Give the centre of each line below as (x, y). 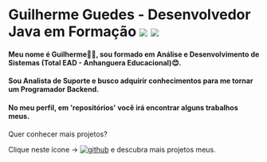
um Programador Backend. (54, 89)
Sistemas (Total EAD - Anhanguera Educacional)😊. (95, 62)
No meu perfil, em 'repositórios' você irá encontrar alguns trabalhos (124, 107)
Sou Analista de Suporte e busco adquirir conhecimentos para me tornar (131, 81)
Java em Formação (73, 32)
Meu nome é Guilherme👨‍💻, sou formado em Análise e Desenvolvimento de (134, 54)
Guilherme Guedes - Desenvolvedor (130, 15)
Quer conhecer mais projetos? (58, 134)
